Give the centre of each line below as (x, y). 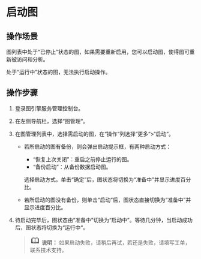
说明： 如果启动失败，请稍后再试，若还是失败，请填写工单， (116, 242)
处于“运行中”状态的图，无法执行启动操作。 (58, 72)
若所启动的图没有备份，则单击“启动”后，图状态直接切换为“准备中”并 (107, 200)
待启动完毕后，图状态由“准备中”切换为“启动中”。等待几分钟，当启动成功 (104, 220)
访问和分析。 (32, 59)
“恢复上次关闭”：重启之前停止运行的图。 (82, 159)
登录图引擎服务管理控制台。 (49, 108)
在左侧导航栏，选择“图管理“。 (52, 121)
